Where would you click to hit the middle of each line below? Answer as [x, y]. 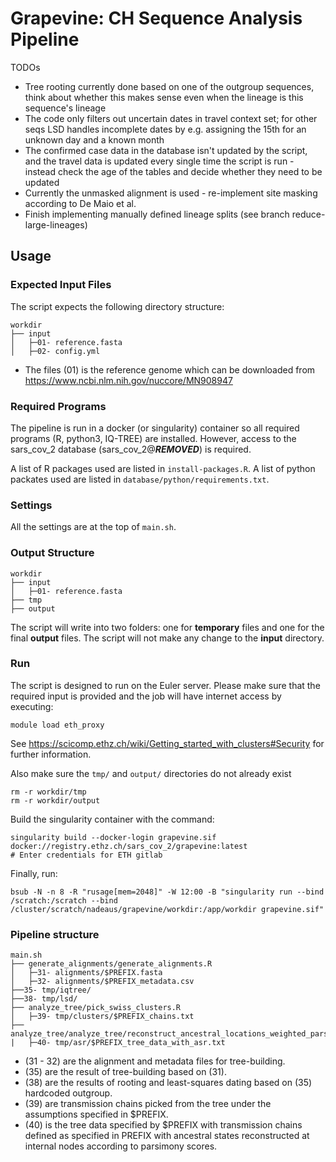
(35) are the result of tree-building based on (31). [125, 1072]
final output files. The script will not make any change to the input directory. [167, 638]
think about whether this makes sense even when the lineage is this [164, 97]
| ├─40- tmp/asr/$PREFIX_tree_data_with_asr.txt [118, 1043]
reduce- [308, 214]
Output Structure [52, 553]
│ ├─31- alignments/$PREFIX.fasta [86, 973]
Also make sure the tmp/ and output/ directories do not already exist [151, 773]
